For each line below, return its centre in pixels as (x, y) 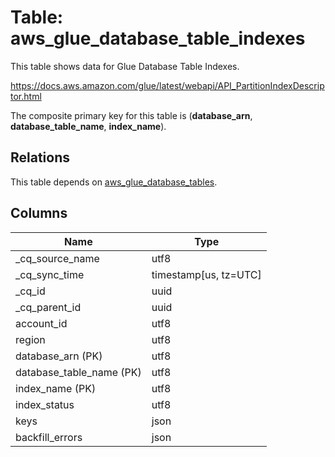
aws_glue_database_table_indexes (158, 38)
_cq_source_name (57, 258)
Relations (40, 157)
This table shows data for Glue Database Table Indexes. (125, 66)
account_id (41, 323)
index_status (45, 404)
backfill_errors (49, 437)
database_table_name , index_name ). (88, 126)
